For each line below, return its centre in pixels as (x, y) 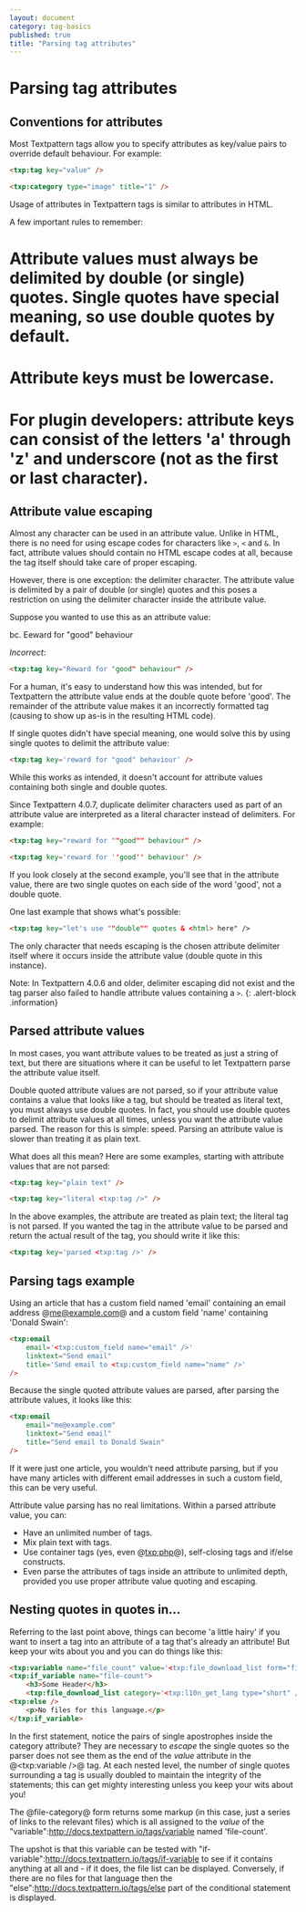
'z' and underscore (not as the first (144, 458)
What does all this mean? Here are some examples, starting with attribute (147, 1156)
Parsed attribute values (77, 1031)
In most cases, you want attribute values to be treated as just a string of (144, 1053)
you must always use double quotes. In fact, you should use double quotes (150, 1109)
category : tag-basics (51, 26)
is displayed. (33, 1897)
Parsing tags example (72, 1281)
